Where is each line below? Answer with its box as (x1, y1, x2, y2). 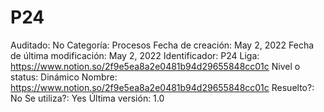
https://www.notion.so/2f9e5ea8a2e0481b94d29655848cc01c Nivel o (10, 60, 301, 72)
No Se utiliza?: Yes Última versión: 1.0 (10, 92, 165, 104)
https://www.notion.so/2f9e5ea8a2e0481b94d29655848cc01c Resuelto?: (10, 81, 315, 93)
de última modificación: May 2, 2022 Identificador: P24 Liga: (10, 49, 260, 61)
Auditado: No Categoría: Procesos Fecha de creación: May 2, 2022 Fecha (10, 39, 315, 51)
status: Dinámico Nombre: (10, 71, 118, 83)
